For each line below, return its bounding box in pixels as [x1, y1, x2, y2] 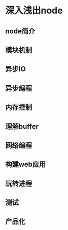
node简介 [5, 27, 36, 35]
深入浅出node [5, 5, 63, 16]
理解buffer [5, 122, 39, 131]
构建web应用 [5, 160, 46, 169]
